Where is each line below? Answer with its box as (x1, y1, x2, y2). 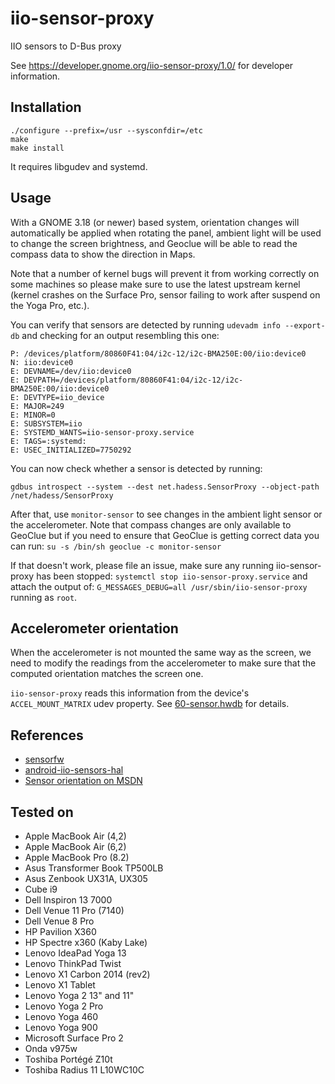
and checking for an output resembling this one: (21, 329, 220, 341)
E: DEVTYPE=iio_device (10, 392, 105, 402)
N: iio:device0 (10, 357, 74, 367)
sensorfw (24, 753, 65, 766)
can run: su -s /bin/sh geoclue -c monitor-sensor (10, 540, 222, 552)
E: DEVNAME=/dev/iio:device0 (10, 366, 132, 376)
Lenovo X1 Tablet (24, 979, 96, 991)
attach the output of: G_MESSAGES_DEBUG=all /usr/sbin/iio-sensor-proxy (10, 580, 308, 592)
